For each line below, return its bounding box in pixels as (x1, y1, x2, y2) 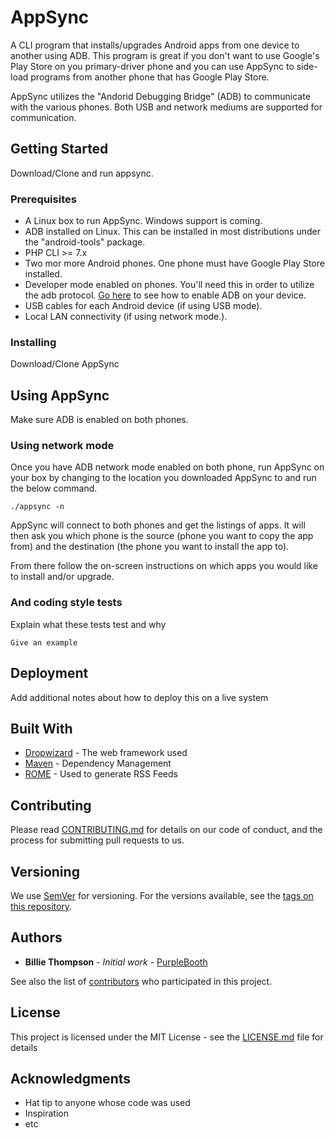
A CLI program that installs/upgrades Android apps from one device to (10, 39, 300, 51)
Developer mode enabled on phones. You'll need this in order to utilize (24, 279, 315, 291)
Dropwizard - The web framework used (24, 747, 188, 759)
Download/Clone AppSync (10, 358, 120, 370)
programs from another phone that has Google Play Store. (30, 71, 270, 83)
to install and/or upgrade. (10, 571, 115, 583)
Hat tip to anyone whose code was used (24, 1097, 191, 1109)
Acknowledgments (10, 1071, 132, 1088)
